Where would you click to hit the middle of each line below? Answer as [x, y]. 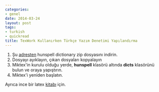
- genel [13, 14]
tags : [10, 27]
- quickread [17, 37]
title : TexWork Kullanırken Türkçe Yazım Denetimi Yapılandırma [71, 41]
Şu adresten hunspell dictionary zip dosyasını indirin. [65, 54]
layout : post [18, 23]
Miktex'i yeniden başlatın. [37, 75]
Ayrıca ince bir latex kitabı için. [35, 84]
